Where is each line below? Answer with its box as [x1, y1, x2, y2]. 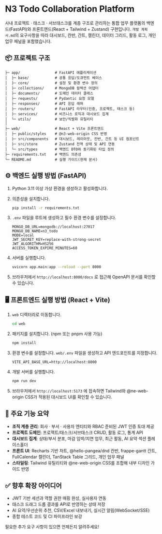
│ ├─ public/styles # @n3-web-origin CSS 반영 [5, 131, 107, 136]
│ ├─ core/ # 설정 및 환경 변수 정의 [5, 80, 98, 86]
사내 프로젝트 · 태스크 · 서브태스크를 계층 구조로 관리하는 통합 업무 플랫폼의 [5, 20, 146, 26]
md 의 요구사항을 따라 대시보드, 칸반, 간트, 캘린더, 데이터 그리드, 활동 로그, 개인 [10, 32, 156, 38]
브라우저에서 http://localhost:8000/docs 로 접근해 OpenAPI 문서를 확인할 [12, 274, 156, 280]
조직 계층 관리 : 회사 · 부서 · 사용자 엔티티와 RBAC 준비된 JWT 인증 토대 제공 [12, 423, 155, 429]
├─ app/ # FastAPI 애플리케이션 [5, 70, 97, 75]
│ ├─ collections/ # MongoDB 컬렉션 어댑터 [5, 86, 99, 90]
